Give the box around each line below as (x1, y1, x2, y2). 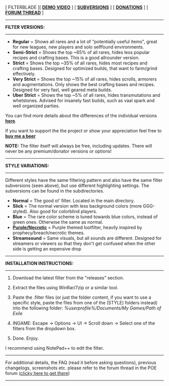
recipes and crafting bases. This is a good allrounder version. (12, 55, 140, 60)
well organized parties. (12, 103, 60, 109)
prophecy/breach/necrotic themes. (12, 230, 85, 236)
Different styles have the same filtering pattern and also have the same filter (5, 177, 162, 183)
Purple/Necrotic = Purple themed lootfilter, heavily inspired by (12, 224, 142, 230)
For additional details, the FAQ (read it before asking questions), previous (5, 360, 156, 365)
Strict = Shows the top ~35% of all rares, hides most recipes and (12, 60, 147, 66)
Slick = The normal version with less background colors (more (12, 203, 142, 209)
